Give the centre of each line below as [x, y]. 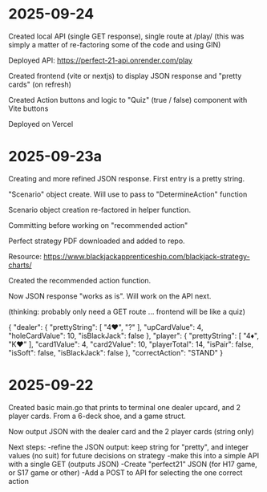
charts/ [20, 265]
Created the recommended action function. [80, 280]
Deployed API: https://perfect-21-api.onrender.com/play [100, 60]
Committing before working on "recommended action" [98, 225]
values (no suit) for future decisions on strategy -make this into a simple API [133, 455]
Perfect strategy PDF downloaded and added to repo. [97, 241]
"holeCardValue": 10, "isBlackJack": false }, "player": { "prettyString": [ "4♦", [133, 335]
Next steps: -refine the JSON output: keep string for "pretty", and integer [129, 447]
